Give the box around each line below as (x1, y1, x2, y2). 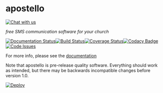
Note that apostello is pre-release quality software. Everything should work (5, 62, 158, 68)
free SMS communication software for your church (5, 28, 109, 34)
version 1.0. (5, 72, 29, 78)
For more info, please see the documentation (5, 52, 97, 59)
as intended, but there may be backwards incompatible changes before (5, 67, 151, 73)
